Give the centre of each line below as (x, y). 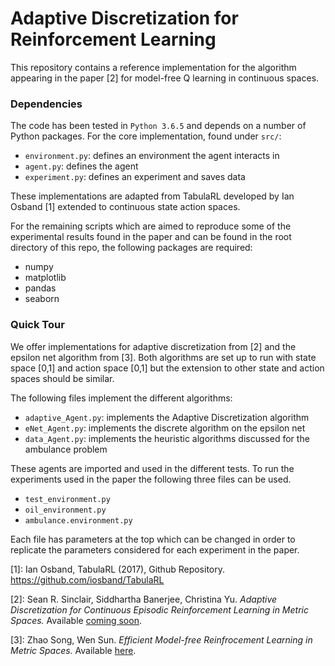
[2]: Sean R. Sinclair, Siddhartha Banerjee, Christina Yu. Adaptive (144, 599)
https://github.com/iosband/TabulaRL (87, 579)
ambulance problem (66, 449)
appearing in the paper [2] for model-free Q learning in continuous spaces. (165, 78)
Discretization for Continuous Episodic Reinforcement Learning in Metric (159, 609)
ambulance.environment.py (78, 520)
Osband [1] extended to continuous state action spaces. (125, 207)
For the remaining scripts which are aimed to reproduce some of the (151, 226)
